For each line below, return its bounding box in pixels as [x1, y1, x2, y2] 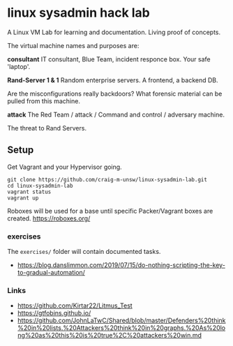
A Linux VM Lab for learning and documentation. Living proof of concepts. [7, 28, 221, 36]
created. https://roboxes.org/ [7, 214, 91, 223]
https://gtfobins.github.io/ [17, 309, 91, 317]
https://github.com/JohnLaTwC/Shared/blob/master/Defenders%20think [17, 316, 226, 325]
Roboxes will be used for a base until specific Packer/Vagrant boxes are [7, 206, 213, 215]
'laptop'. [7, 62, 31, 70]
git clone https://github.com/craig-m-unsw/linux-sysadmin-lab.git [7, 176, 208, 183]
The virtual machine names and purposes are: [7, 41, 140, 50]
